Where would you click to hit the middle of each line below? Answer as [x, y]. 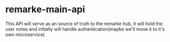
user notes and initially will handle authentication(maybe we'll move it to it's [85, 29]
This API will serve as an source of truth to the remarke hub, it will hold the [84, 24]
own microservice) [25, 34]
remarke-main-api [45, 9]
